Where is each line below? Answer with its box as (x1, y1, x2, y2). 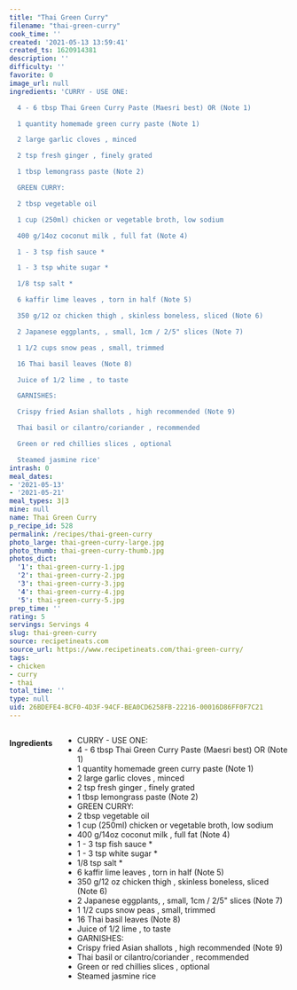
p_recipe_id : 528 (9, 521, 74, 530)
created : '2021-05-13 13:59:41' (9, 37, 129, 47)
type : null (9, 695, 50, 703)
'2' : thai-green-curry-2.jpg (17, 571, 125, 580)
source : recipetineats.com (9, 637, 109, 646)
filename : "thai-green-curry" (9, 21, 121, 30)
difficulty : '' (9, 63, 66, 72)
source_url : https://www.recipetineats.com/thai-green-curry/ (9, 645, 244, 654)
